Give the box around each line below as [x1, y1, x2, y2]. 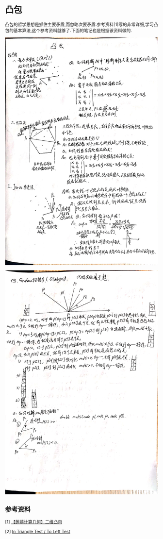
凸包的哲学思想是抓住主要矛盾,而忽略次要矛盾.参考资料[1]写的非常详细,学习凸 [5, 21, 159, 27]
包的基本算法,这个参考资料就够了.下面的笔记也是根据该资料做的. [5, 27, 132, 33]
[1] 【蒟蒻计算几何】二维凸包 [5, 519, 62, 525]
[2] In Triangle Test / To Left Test [5, 529, 70, 535]
